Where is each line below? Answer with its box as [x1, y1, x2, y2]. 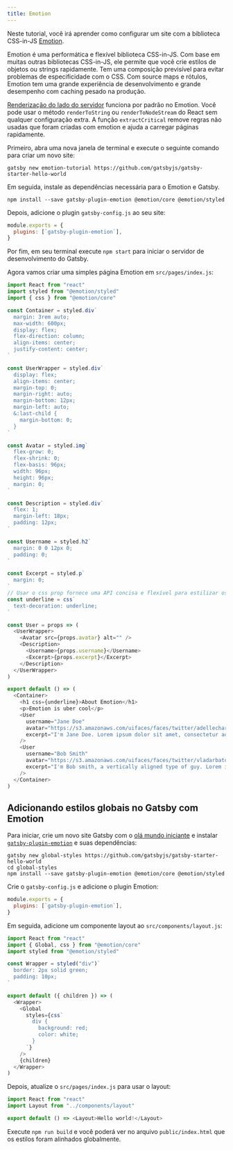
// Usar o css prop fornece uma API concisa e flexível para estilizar [7, 590, 218, 597]
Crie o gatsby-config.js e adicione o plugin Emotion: [7, 882, 159, 891]
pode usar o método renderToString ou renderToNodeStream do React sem [7, 108, 218, 116]
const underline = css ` [7, 596, 76, 603]
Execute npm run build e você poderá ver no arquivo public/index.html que [7, 1127, 225, 1135]
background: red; [37, 1025, 89, 1032]
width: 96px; [13, 468, 51, 475]
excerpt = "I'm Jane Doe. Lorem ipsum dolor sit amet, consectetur [25, 731, 218, 738]
